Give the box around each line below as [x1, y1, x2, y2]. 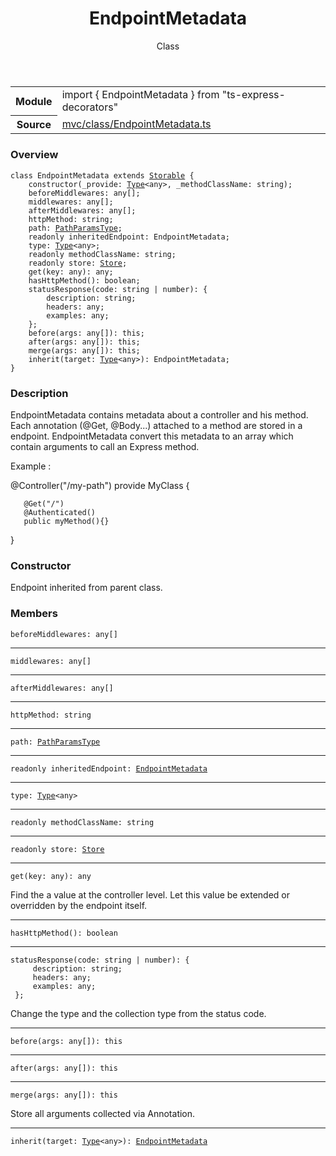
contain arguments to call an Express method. [10, 441, 200, 453]
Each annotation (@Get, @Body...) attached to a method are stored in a [10, 420, 303, 432]
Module [15, 94, 53, 108]
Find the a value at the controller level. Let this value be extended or [10, 888, 291, 901]
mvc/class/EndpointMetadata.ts [61, 117, 212, 131]
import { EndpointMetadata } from [61, 87, 220, 101]
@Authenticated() [23, 508, 97, 518]
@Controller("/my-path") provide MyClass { [10, 480, 190, 492]
